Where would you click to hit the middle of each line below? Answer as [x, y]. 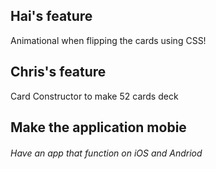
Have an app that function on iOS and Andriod [106, 153]
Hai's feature [51, 16]
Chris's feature [58, 72]
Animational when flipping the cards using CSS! [108, 40]
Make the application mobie [98, 127]
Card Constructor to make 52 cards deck [94, 96]
